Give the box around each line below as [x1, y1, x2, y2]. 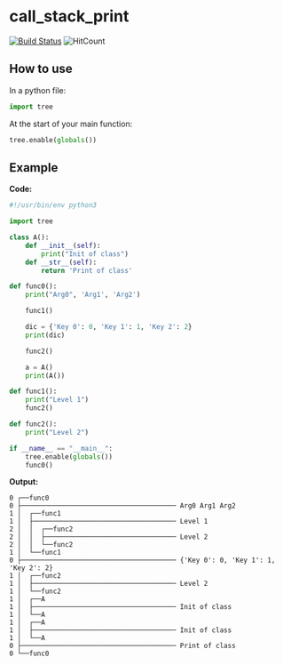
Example [9, 160, 59, 175]
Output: [9, 477, 38, 487]
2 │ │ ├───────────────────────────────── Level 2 [9, 533, 208, 541]
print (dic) [25, 331, 66, 340]
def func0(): [9, 282, 58, 291]
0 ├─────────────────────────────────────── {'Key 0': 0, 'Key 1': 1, [9, 556, 276, 565]
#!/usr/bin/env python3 [9, 201, 98, 210]
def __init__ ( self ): [25, 241, 101, 250]
